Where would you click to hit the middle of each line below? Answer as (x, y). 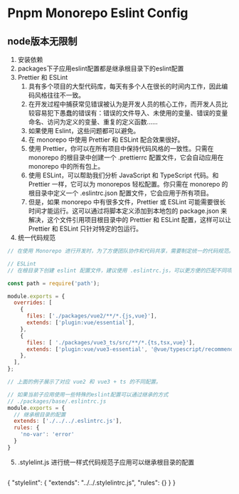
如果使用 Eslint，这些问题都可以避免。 (84, 131)
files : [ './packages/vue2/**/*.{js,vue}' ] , (92, 316)
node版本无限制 (42, 41)
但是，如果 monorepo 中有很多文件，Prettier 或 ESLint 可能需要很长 (127, 202)
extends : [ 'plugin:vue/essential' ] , (80, 322)
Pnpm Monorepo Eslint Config (98, 13)
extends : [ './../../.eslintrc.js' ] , (68, 421)
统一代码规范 (36, 237)
